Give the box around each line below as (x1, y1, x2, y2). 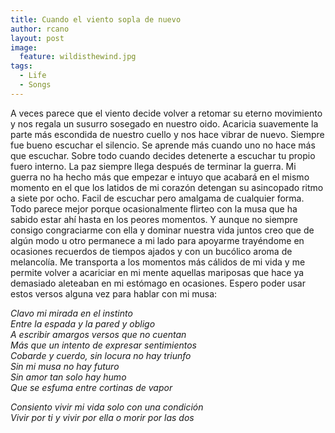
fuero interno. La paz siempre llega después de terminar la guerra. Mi (10, 160, 297, 172)
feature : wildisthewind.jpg (19, 52, 137, 62)
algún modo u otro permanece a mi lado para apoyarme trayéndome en (10, 234, 305, 246)
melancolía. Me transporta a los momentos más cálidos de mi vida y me (10, 256, 306, 268)
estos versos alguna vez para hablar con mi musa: (10, 287, 218, 300)
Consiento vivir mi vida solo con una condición (10, 401, 204, 413)
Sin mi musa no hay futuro (10, 360, 120, 372)
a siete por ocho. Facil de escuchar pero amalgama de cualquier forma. (10, 192, 305, 204)
